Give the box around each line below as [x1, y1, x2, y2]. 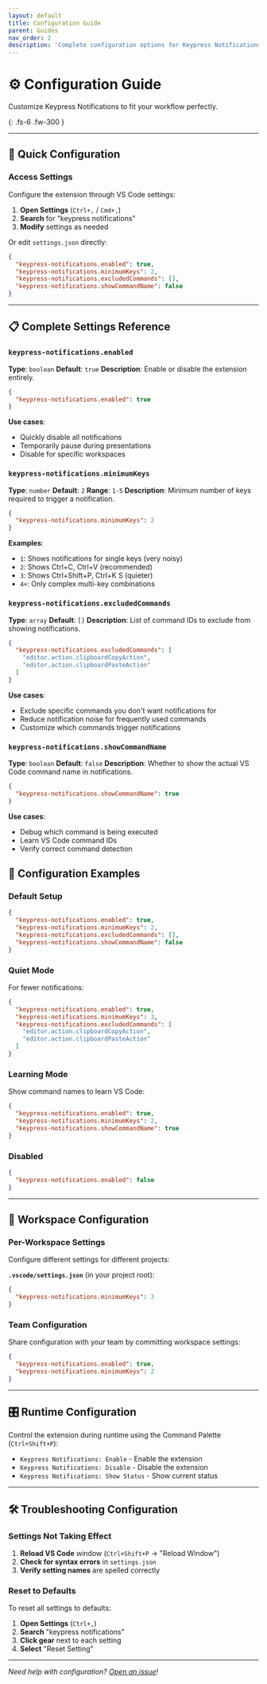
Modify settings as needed [19, 222, 109, 231]
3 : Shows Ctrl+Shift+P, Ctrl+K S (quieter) [19, 570, 153, 581]
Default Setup [8, 891, 63, 902]
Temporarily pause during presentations [19, 441, 152, 450]
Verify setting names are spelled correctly [19, 1565, 161, 1575]
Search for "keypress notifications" [19, 213, 137, 223]
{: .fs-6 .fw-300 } [8, 117, 65, 127]
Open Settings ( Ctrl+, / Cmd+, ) [19, 204, 122, 215]
